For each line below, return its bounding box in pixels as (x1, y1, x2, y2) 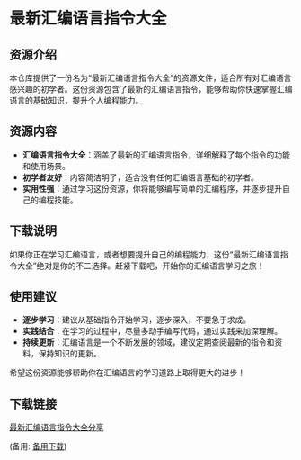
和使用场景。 (22, 160, 70, 171)
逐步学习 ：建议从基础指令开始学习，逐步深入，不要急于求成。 (22, 314, 252, 325)
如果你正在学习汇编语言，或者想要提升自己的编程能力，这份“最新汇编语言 (9, 248, 281, 259)
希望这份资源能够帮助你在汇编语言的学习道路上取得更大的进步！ (9, 367, 245, 378)
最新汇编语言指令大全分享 (9, 422, 104, 433)
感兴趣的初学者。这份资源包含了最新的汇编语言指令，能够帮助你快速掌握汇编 (9, 84, 293, 95)
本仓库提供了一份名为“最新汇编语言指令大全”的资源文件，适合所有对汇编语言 (9, 73, 292, 83)
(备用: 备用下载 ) (9, 441, 67, 452)
